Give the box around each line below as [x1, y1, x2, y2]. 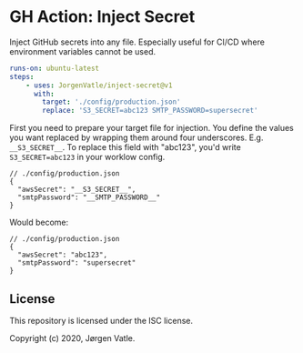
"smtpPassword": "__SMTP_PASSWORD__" [17, 193, 161, 202]
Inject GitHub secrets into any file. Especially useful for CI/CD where [9, 36, 266, 47]
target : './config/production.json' [42, 97, 181, 106]
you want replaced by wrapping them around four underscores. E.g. [9, 132, 264, 143]
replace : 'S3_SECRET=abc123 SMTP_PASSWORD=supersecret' [42, 106, 258, 116]
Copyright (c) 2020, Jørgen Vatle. [9, 333, 136, 343]
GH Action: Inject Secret [9, 6, 196, 27]
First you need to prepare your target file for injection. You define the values [9, 123, 294, 134]
